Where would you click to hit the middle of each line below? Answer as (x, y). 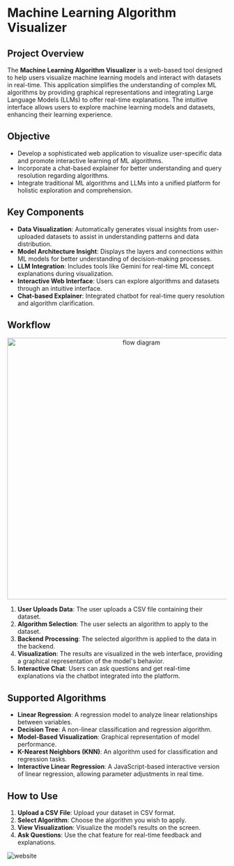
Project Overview (46, 53)
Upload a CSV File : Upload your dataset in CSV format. (96, 813)
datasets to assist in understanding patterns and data (123, 236)
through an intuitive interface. (60, 288)
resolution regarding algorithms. (63, 175)
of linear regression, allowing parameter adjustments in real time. (110, 774)
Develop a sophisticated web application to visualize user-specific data (119, 153)
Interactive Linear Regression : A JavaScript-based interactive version (118, 767)
